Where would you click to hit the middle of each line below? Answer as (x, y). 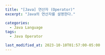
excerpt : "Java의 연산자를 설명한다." (40, 14)
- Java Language (26, 27)
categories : (17, 23)
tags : (11, 32)
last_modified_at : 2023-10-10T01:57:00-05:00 (52, 45)
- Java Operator (26, 37)
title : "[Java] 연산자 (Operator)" (40, 9)
